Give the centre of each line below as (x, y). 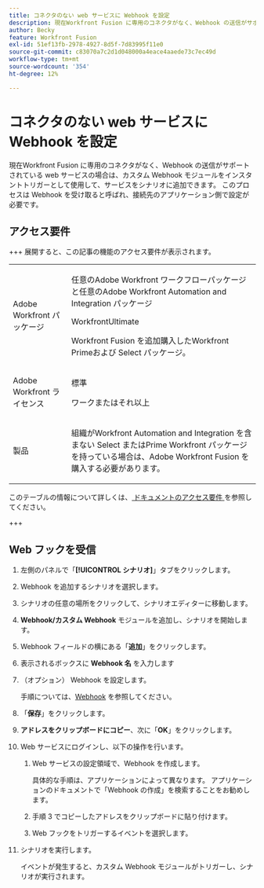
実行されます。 (65, 876)
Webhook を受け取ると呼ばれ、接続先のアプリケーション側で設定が (140, 194)
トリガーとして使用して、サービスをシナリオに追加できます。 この (129, 185)
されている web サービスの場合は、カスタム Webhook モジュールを (117, 174)
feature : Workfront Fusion (53, 37)
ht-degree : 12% (34, 74)
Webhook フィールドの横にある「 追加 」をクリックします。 (115, 647)
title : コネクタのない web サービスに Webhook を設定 (90, 15)
